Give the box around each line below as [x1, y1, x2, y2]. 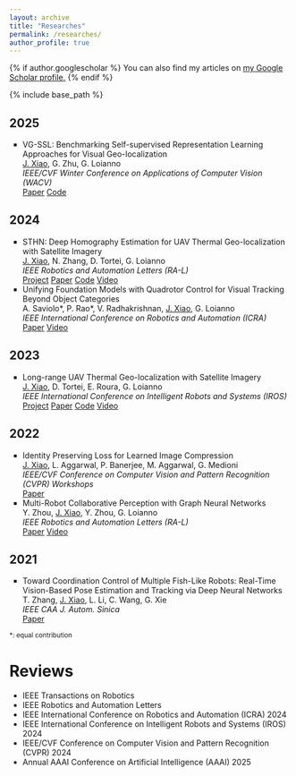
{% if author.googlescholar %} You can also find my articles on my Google [9, 63, 283, 73]
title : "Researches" [9, 21, 87, 30]
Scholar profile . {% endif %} [9, 72, 114, 83]
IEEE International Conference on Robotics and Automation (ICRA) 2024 [21, 709, 287, 721]
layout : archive [9, 13, 70, 22]
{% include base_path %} [9, 90, 104, 100]
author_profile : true [9, 38, 90, 47]
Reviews [9, 661, 74, 681]
